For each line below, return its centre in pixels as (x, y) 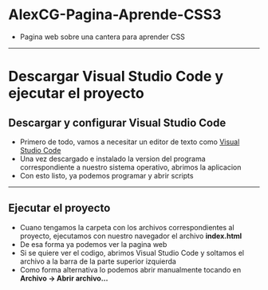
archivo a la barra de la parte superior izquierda (98, 261)
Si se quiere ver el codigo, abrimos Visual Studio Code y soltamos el (132, 253)
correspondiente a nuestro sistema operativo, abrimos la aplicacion (130, 167)
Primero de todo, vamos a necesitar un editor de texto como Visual (130, 142)
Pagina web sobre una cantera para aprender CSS (102, 37)
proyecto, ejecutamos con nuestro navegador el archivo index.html (131, 236)
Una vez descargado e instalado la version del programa (112, 159)
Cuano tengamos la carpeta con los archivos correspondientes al (127, 227)
